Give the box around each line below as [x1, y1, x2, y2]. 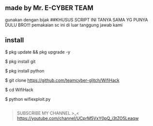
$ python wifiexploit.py [5, 96, 51, 102]
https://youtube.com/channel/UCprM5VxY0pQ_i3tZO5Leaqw [16, 115, 139, 121]
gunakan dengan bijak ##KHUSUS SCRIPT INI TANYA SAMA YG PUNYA [5, 17, 148, 22]
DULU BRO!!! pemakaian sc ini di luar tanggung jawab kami [5, 22, 122, 28]
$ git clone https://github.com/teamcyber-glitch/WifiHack [5, 77, 120, 83]
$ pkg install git [5, 58, 36, 64]
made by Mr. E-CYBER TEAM [5, 4, 93, 12]
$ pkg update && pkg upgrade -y [5, 49, 71, 55]
